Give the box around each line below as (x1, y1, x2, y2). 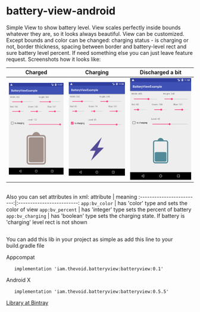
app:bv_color (81, 200, 113, 206)
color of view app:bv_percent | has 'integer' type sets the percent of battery (6, 206, 192, 213)
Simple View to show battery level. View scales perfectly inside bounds (6, 24, 181, 31)
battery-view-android (6, 4, 116, 18)
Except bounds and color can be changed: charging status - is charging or (6, 36, 189, 44)
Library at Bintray (6, 299, 49, 307)
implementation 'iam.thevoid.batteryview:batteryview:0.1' (14, 266, 164, 272)
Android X (6, 276, 31, 284)
